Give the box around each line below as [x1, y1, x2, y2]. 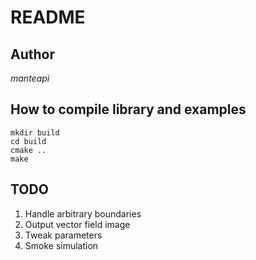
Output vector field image [24, 218, 131, 230]
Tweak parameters [24, 229, 103, 241]
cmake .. [10, 145, 47, 155]
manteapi [10, 72, 50, 84]
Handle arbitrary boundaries [24, 207, 142, 220]
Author [10, 46, 55, 63]
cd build [10, 136, 47, 146]
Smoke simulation [24, 239, 99, 251]
